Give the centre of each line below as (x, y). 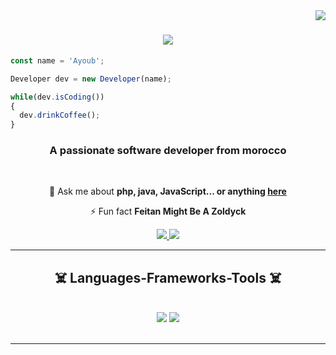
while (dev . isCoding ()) (57, 97)
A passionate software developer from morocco (168, 151)
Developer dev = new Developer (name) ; (91, 79)
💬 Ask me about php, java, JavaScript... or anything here (168, 191)
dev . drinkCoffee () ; (60, 115)
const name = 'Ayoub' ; (57, 60)
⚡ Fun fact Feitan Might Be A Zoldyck (168, 211)
